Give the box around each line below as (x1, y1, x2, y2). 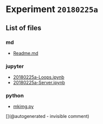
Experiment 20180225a (6, 4, 98, 15)
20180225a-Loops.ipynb (13, 74, 65, 80)
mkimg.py (13, 103, 34, 109)
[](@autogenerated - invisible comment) (6, 113, 90, 119)
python (6, 92, 24, 99)
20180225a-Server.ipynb (13, 80, 65, 86)
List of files (6, 24, 42, 32)
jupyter (6, 63, 24, 70)
